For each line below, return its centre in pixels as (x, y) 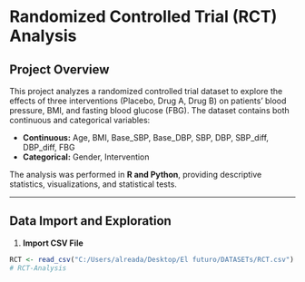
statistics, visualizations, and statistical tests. (93, 184)
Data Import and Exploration (91, 221)
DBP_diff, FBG (49, 147)
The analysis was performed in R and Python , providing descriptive (136, 175)
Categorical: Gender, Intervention (86, 157)
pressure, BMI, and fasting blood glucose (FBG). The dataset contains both (150, 110)
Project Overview (59, 69)
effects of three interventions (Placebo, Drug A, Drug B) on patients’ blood (148, 101)
